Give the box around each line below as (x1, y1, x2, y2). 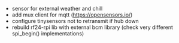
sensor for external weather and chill (11, 5, 103, 12)
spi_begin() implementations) (11, 30, 84, 37)
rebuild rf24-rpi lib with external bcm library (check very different (11, 24, 174, 31)
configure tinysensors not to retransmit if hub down (11, 18, 139, 24)
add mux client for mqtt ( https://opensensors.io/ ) (11, 11, 133, 18)
